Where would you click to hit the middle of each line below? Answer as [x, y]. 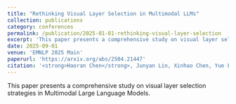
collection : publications [45, 20]
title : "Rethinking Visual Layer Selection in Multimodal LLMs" [103, 14]
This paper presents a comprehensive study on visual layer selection [107, 85]
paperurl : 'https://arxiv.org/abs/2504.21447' [77, 59]
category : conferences [40, 27]
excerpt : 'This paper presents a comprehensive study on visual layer [113, 40]
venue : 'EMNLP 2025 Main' [45, 53]
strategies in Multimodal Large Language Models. [79, 93]
